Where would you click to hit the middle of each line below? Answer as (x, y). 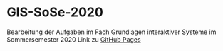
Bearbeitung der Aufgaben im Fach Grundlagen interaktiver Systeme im (111, 32)
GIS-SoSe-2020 (55, 12)
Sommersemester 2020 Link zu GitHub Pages (74, 39)
